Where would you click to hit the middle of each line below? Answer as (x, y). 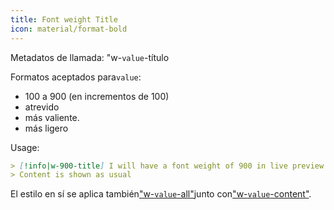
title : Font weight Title (64, 19)
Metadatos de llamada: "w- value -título (90, 57)
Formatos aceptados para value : (76, 77)
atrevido (42, 107)
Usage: (25, 147)
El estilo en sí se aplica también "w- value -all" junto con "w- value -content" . (161, 194)
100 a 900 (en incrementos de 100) (97, 96)
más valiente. (52, 117)
